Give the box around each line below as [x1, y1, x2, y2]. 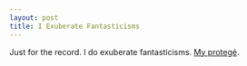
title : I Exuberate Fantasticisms [9, 22, 141, 31]
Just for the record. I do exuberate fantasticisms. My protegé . [9, 46, 240, 57]
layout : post [9, 13, 59, 23]
